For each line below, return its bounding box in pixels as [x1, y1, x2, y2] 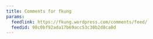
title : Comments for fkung [6, 8, 72, 14]
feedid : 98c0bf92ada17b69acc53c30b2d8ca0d [11, 24, 116, 30]
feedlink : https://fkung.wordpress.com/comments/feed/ [11, 19, 148, 25]
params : [6, 14, 25, 19]
